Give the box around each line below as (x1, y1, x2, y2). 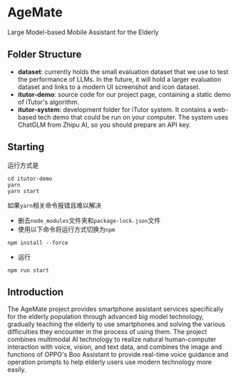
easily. (7, 365, 26, 374)
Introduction (7, 286, 64, 298)
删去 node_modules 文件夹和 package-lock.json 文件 (17, 216, 161, 224)
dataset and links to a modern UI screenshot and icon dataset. (17, 83, 201, 91)
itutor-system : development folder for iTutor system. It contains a (17, 105, 212, 114)
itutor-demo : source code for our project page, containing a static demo (17, 90, 232, 98)
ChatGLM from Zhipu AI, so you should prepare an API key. (17, 120, 191, 129)
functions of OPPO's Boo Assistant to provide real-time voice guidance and (7, 350, 229, 359)
